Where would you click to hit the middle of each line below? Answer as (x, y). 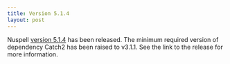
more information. (33, 54)
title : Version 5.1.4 (38, 13)
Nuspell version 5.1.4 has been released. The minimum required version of (113, 39)
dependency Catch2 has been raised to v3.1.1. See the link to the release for (115, 47)
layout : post (26, 20)
